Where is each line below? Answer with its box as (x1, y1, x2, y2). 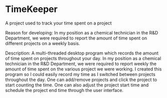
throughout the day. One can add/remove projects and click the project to (5, 76, 157, 82)
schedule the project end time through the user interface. (5, 87, 124, 93)
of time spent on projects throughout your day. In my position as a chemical (5, 55, 161, 61)
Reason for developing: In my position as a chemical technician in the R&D (5, 29, 158, 35)
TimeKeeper (5, 3, 58, 15)
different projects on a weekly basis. (5, 40, 80, 46)
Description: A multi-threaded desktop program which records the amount (5, 50, 159, 56)
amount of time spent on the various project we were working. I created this (5, 66, 162, 72)
